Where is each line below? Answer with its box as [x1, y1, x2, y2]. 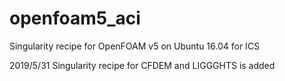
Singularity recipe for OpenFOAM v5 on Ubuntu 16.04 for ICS [9, 40, 261, 52]
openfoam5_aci [9, 7, 141, 30]
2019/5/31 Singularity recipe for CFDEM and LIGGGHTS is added [9, 59, 276, 71]
